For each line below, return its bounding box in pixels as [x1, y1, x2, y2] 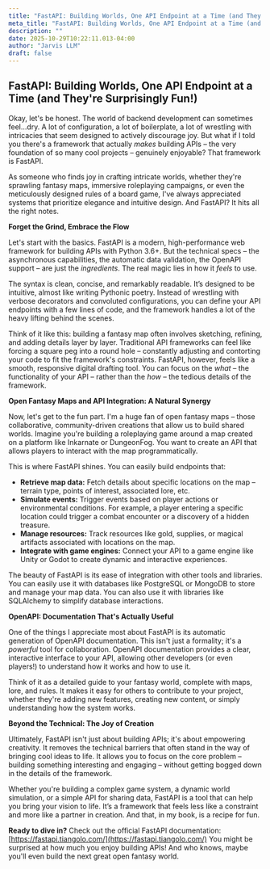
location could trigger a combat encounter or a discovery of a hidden [19, 511, 250, 521]
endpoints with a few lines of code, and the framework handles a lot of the [8, 304, 255, 314]
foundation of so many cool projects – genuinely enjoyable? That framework [8, 147, 261, 157]
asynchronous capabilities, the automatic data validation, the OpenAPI [8, 254, 242, 264]
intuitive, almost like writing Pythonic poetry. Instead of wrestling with [8, 288, 239, 297]
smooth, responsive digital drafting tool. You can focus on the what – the [8, 363, 250, 372]
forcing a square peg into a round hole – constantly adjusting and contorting [8, 346, 260, 355]
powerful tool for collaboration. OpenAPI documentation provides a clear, [8, 644, 251, 654]
